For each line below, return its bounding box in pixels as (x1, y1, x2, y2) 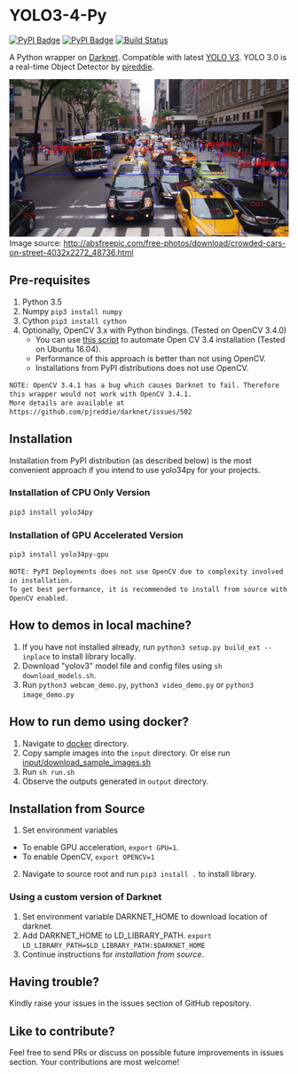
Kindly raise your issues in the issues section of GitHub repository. (9, 998, 252, 1008)
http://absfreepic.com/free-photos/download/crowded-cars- (63, 237, 286, 249)
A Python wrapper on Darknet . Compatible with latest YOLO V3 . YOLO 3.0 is (9, 51, 287, 62)
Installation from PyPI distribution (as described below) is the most (9, 454, 253, 466)
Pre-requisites (9, 272, 90, 288)
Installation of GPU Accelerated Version (9, 529, 184, 541)
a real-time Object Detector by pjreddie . (9, 61, 155, 72)
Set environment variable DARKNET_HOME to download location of (21, 911, 268, 921)
